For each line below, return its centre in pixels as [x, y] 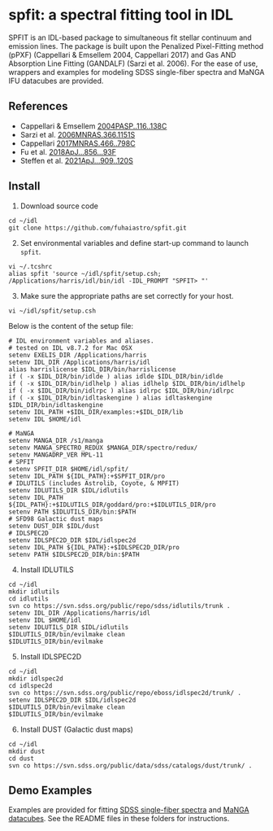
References [38, 106]
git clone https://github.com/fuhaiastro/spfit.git [97, 228]
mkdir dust [27, 751]
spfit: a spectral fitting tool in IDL [121, 15]
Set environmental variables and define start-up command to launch [134, 243]
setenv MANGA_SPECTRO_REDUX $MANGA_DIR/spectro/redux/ [103, 448]
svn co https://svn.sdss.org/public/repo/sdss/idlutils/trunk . [119, 606]
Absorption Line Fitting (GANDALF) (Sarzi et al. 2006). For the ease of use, [133, 63]
